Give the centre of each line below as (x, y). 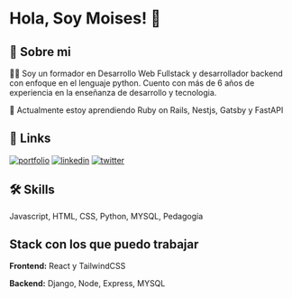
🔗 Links (30, 139)
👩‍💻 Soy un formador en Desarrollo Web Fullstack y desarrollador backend (146, 73)
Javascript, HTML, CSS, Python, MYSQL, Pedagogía (106, 216)
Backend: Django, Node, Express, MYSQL (87, 284)
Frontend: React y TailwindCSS (68, 266)
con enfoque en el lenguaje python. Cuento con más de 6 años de (132, 83)
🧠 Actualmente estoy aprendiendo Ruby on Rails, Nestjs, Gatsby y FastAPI (146, 110)
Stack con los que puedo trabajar (104, 244)
